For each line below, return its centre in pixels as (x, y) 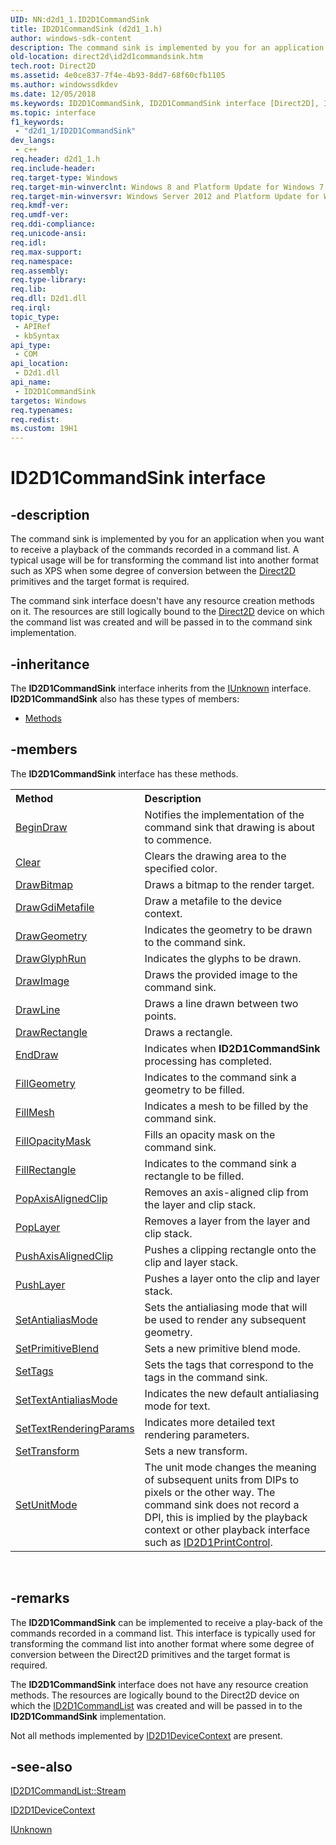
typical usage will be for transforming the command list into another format (165, 560)
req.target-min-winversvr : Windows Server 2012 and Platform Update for (165, 196)
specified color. (181, 868)
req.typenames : (42, 410)
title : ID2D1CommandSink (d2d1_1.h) (86, 29)
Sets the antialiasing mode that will (226, 1307)
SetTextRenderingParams (75, 1428)
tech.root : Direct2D (53, 66)
